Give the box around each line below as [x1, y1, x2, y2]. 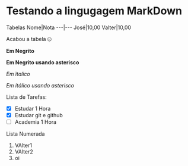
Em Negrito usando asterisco [6, 58, 79, 66]
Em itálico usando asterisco [6, 82, 74, 89]
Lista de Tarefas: [6, 93, 47, 101]
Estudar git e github [14, 112, 63, 118]
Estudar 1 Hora [14, 105, 51, 112]
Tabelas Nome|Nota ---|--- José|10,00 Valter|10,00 [6, 24, 132, 31]
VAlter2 [14, 148, 34, 155]
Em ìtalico [6, 70, 31, 77]
